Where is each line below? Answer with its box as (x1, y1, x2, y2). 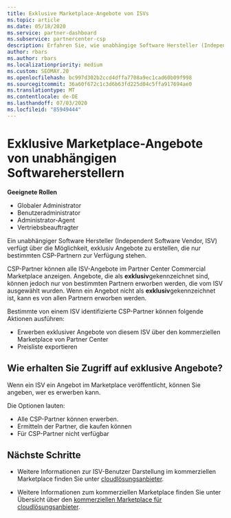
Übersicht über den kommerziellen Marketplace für (16, 495, 162, 504)
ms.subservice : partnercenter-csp (7, 36, 107, 43)
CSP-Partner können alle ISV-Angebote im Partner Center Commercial (7, 265, 206, 273)
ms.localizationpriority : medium (7, 61, 103, 68)
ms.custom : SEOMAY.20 (7, 68, 69, 74)
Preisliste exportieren (16, 342, 78, 351)
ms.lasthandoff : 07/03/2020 (7, 100, 88, 107)
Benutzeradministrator (16, 208, 81, 217)
